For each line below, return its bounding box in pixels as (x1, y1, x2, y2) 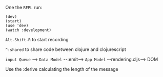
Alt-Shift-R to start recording (5, 37, 69, 42)
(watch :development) (5, 28, 52, 33)
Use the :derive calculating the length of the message (5, 66, 119, 72)
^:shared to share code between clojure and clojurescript (5, 46, 127, 53)
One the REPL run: (5, 5, 43, 10)
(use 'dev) (5, 23, 29, 28)
